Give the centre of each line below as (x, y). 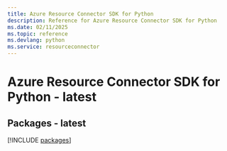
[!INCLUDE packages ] (39, 140)
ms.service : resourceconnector (54, 47)
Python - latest (52, 97)
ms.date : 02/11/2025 (38, 27)
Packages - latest (47, 123)
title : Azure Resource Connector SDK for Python (81, 14)
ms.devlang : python (36, 40)
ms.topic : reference (38, 34)
